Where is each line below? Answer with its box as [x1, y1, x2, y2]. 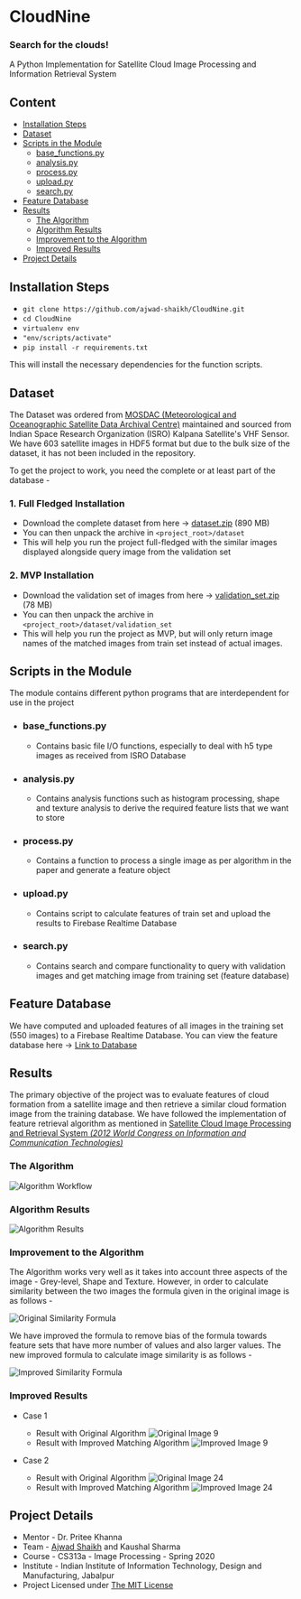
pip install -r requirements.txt [22, 343, 149, 353]
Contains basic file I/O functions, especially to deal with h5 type [35, 740, 273, 751]
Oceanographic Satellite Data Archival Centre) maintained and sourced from [9, 418, 292, 430]
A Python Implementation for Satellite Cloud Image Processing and [9, 59, 257, 70]
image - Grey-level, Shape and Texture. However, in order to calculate [9, 1276, 269, 1288]
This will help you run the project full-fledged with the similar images [22, 537, 278, 548]
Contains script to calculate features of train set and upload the [35, 907, 271, 918]
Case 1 [22, 1410, 48, 1421]
